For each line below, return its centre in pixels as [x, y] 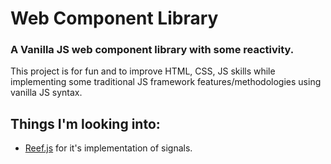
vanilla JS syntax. [46, 93]
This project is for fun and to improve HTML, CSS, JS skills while [143, 71]
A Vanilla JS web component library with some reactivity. [152, 50]
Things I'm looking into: [85, 123]
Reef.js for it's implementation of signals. [108, 148]
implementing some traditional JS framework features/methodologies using [166, 82]
